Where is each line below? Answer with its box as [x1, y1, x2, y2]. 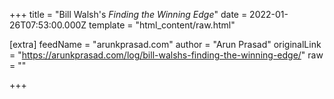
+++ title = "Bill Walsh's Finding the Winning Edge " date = [9, 9, 248, 20]
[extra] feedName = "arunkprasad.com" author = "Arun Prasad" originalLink [9, 39, 322, 50]
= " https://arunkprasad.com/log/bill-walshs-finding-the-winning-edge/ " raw [9, 49, 324, 61]
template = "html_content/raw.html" [88, 19, 236, 31]
